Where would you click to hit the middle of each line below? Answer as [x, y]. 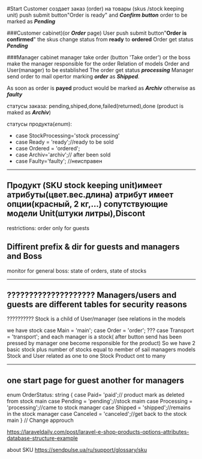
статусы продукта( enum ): [40, 124]
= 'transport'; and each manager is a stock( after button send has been [94, 337]
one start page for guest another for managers [96, 380]
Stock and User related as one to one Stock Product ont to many [86, 356]
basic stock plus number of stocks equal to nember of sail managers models [101, 349]
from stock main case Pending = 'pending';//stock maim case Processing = [100, 401]
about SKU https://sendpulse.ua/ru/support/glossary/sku [77, 450]
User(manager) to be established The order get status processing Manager [100, 70]
